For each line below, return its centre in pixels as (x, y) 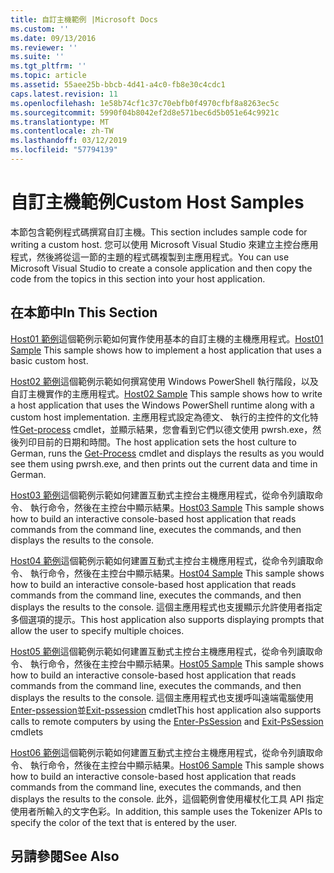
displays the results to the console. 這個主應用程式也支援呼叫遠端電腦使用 (162, 697)
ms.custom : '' (40, 29)
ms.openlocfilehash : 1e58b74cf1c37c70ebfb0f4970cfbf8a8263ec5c (145, 103)
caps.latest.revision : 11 (64, 94)
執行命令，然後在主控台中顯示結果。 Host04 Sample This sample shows (177, 573)
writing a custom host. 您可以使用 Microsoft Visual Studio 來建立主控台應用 (164, 244)
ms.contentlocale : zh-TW (62, 131)
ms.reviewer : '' (44, 47)
